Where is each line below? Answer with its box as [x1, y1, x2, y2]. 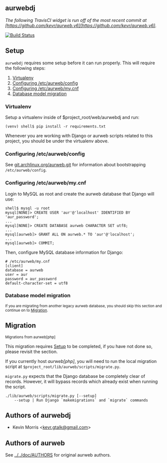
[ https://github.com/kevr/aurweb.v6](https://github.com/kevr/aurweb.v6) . [5, 22, 157, 28]
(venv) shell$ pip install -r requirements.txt [5, 124, 106, 129]
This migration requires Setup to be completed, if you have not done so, [5, 343, 153, 349]
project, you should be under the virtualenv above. [5, 138, 109, 144]
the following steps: [5, 65, 46, 71]
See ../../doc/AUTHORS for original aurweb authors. [5, 452, 111, 458]
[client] [5, 263, 23, 268]
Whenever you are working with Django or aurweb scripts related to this [5, 132, 153, 138]
